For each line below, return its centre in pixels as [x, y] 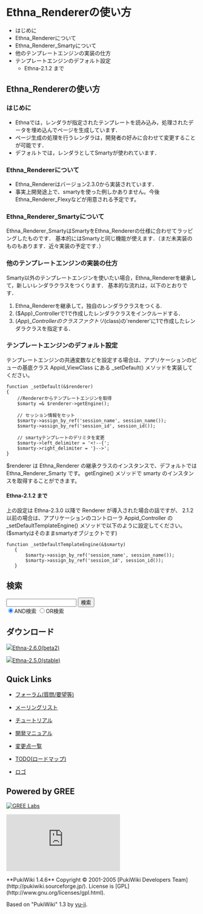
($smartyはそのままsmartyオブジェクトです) [62, 533]
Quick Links [29, 679]
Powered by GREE [41, 791]
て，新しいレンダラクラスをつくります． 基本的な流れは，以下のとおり [95, 285]
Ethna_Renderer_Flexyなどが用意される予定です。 [77, 199]
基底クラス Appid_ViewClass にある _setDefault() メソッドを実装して [108, 367]
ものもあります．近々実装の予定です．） [55, 246]
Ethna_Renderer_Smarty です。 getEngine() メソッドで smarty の [87, 473]
